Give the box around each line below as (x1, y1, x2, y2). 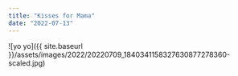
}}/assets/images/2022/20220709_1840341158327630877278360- (8, 50, 231, 59)
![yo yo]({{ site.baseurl (8, 41, 83, 50)
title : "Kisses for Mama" (8, 11, 95, 20)
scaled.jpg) (8, 58, 46, 68)
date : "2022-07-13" (8, 19, 74, 27)
